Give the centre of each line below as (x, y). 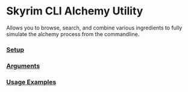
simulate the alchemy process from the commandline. (73, 34)
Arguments (23, 66)
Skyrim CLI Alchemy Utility (75, 11)
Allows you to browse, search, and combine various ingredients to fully (94, 28)
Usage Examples (31, 82)
